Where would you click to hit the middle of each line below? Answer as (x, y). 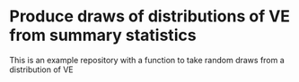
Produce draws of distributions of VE (149, 16)
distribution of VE (41, 70)
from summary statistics (103, 35)
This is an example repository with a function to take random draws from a (147, 60)
